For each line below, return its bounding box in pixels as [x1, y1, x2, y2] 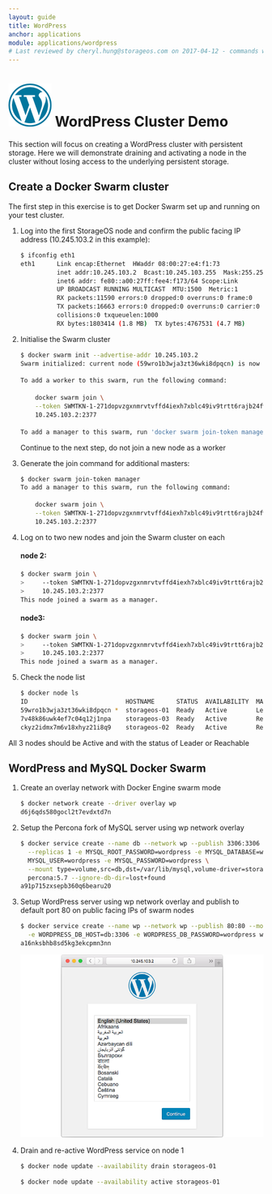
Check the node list [19, 673, 86, 683]
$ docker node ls [19, 689, 79, 697]
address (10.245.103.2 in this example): [19, 234, 151, 244]
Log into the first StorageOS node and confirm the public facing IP [19, 225, 241, 235]
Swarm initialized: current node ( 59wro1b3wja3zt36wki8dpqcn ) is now [19, 359, 261, 368]
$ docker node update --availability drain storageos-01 [19, 1162, 217, 1170]
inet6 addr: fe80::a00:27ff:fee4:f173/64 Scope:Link [56, 276, 239, 285]
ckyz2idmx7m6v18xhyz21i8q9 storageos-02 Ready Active [19, 723, 227, 731]
